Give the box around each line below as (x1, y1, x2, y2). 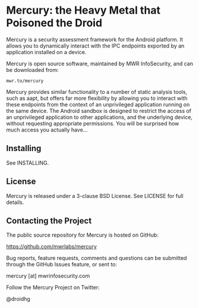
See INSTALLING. (6, 159, 49, 166)
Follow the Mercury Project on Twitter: (6, 284, 100, 291)
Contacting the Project (6, 215, 92, 226)
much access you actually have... (6, 126, 88, 133)
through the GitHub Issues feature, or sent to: (6, 261, 118, 268)
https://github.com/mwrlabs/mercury (6, 243, 97, 250)
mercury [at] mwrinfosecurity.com (6, 272, 90, 279)
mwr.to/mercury (6, 78, 44, 84)
